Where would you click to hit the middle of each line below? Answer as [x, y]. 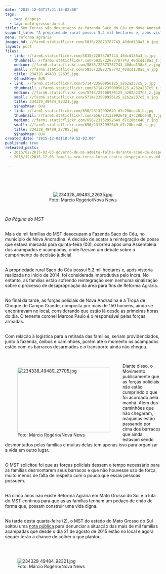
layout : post [19, 47]
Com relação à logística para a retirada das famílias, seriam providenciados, [82, 336]
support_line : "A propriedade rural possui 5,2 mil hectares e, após [78, 33]
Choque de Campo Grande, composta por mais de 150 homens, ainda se [79, 305]
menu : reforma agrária [28, 38]
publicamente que [141, 376]
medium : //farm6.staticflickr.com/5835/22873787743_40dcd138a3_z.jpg [87, 65]
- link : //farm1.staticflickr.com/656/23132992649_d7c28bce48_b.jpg [82, 111]
